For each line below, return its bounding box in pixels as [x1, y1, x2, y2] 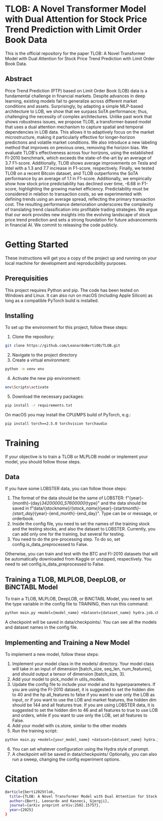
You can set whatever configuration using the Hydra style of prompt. [12, 746, 149, 752]
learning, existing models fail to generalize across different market [5, 98, 137, 104]
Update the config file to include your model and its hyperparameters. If [12, 681, 156, 687]
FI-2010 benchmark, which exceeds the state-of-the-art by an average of [5, 154, 152, 161]
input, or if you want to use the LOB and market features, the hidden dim [12, 697, 157, 702]
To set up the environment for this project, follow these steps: [5, 325, 128, 330]
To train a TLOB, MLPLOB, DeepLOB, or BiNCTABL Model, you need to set [5, 596, 153, 602]
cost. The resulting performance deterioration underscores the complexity [5, 201, 154, 207]
